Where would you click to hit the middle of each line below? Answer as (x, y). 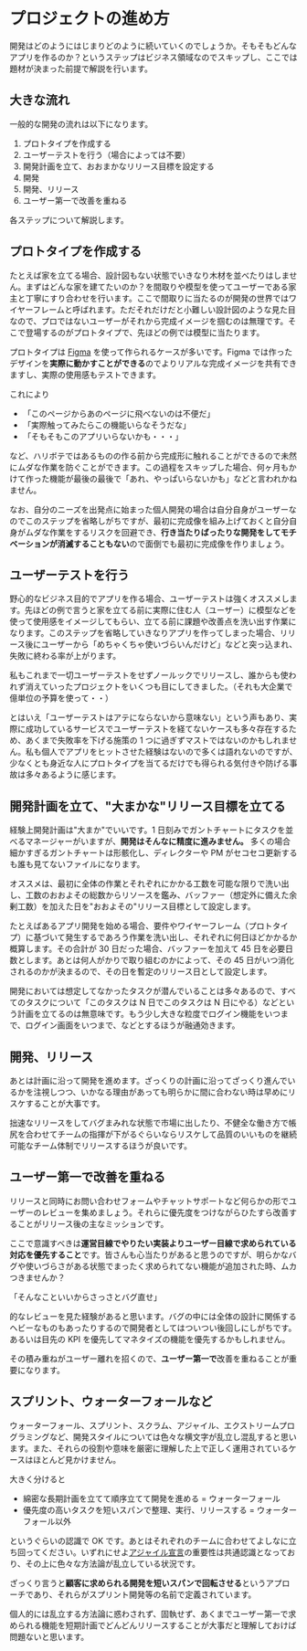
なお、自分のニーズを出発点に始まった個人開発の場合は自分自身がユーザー (149, 509)
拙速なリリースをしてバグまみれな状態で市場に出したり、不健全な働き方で (149, 1123)
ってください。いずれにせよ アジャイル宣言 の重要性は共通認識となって (156, 1552)
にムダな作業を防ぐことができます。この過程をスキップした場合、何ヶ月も (149, 467)
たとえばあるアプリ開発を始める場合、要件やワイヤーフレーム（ (129, 926)
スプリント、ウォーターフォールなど (111, 1402)
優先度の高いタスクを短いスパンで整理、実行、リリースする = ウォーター (159, 1509)
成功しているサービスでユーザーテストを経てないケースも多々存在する (157, 729)
